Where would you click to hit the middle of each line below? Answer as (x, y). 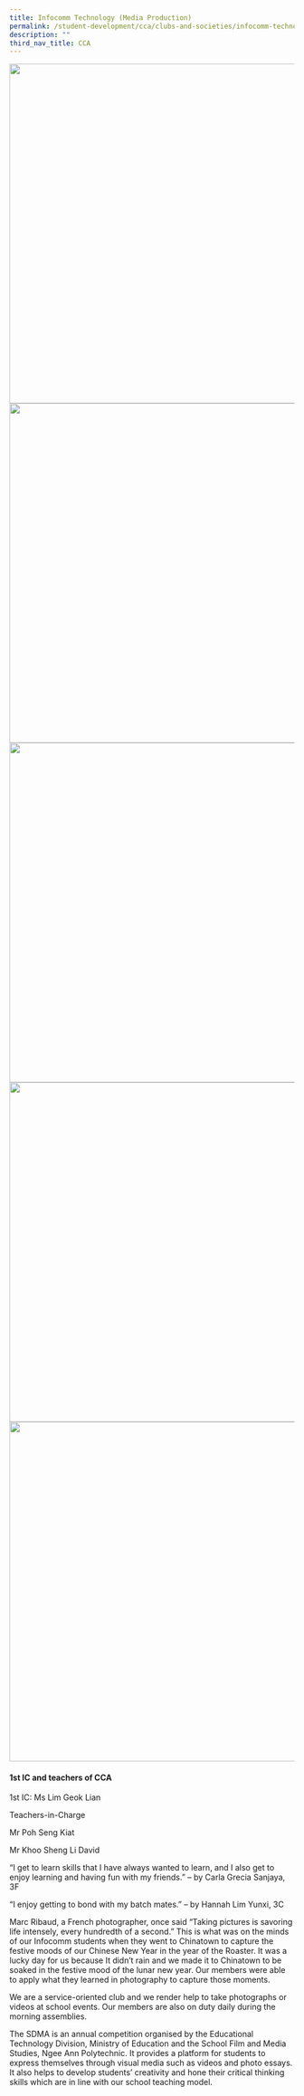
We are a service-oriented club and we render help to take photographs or (148, 1997)
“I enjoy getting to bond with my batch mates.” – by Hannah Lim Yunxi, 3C (147, 1905)
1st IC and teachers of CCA (61, 1777)
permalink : (30, 26)
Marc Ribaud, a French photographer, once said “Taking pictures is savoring (151, 1922)
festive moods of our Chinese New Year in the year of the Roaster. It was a (148, 1951)
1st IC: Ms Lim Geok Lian (55, 1797)
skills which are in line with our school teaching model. (111, 2082)
